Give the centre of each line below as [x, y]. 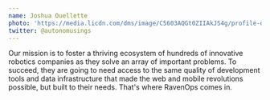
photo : [19, 23]
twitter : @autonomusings [50, 30]
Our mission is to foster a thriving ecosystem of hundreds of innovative [126, 54]
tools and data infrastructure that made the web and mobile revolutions [126, 79]
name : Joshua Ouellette [48, 16]
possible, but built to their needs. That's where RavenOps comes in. [121, 87]
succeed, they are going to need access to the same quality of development [134, 70]
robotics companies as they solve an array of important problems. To [123, 62]
